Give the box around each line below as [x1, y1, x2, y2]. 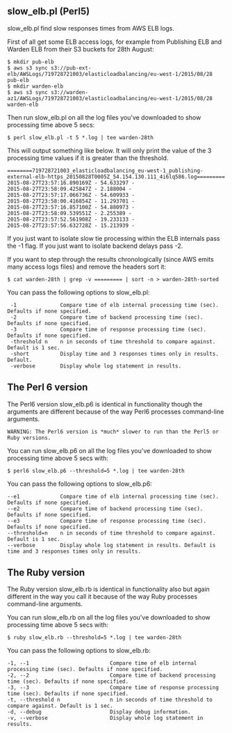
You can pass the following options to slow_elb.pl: [7, 288, 150, 297]
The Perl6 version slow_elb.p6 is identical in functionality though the [7, 400, 203, 408]
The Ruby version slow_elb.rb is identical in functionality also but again [7, 585, 210, 594]
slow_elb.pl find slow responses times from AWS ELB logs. [7, 24, 175, 32]
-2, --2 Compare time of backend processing [7, 672, 216, 679]
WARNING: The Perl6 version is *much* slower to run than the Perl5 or [7, 428, 219, 435]
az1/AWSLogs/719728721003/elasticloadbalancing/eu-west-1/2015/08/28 [7, 95, 213, 102]
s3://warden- [51, 88, 89, 96]
